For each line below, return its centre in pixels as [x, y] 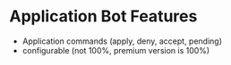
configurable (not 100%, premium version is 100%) [116, 50]
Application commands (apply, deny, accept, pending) [122, 41]
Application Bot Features [103, 16]
